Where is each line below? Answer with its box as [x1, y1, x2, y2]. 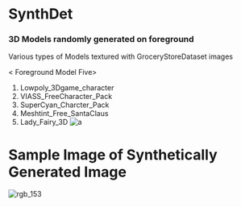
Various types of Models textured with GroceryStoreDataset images [8, 52, 234, 61]
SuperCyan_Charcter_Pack [19, 100, 110, 110]
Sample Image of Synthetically [8, 146, 218, 164]
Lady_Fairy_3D [19, 118, 69, 127]
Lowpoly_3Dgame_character [19, 83, 114, 93]
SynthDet [8, 5, 73, 23]
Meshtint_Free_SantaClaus [19, 109, 109, 118]
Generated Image [8, 163, 127, 181]
